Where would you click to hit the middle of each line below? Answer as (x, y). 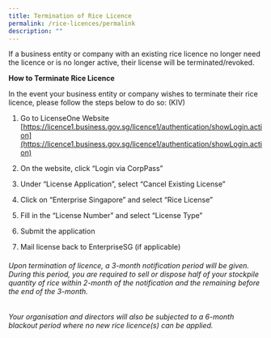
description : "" (36, 31)
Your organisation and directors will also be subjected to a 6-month (121, 316)
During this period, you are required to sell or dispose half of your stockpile (133, 274)
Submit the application (57, 231)
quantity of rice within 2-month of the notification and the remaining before (134, 282)
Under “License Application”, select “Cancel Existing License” (123, 184)
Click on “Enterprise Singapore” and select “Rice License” (116, 200)
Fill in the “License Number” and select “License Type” (111, 216)
